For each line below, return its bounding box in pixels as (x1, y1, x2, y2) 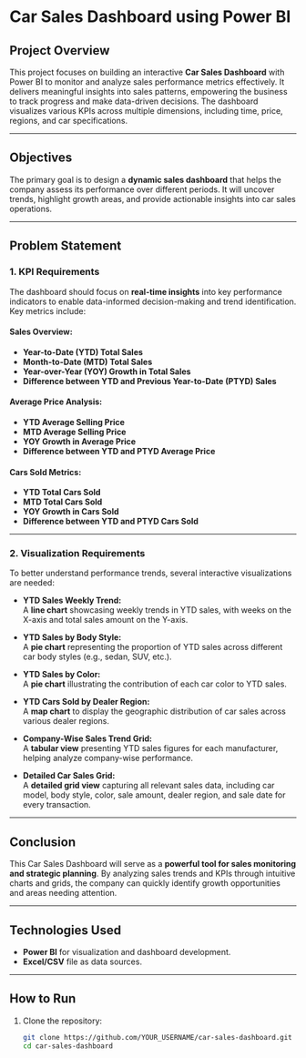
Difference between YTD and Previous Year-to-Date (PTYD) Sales (22, 375, 277, 386)
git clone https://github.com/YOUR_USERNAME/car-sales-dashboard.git (22, 1033, 293, 1042)
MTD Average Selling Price (22, 426, 127, 437)
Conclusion (9, 834, 76, 849)
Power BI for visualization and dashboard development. (22, 947, 231, 958)
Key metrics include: (9, 305, 87, 316)
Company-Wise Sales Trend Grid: (22, 733, 153, 744)
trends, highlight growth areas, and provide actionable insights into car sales (9, 193, 296, 204)
